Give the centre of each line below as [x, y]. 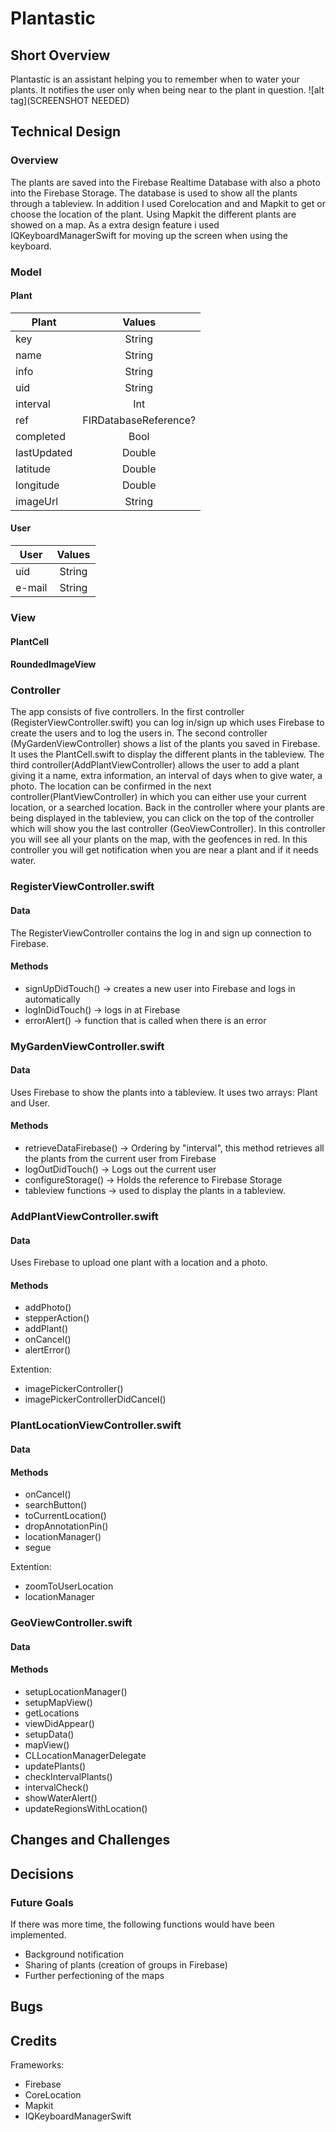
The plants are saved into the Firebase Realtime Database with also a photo [165, 182]
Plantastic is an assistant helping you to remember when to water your [155, 79]
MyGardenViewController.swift [87, 1046]
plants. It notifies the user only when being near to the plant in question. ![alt [167, 90]
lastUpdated [44, 452]
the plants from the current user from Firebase [120, 1159]
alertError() [48, 1350]
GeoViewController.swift [71, 1623]
